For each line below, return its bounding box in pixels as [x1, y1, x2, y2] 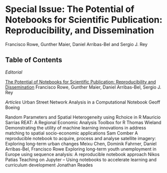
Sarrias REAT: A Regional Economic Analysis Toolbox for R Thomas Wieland [5, 119, 161, 125]
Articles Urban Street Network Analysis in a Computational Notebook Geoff [5, 99, 160, 105]
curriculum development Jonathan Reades [5, 161, 93, 168]
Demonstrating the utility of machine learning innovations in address [5, 124, 146, 130]
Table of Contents [5, 56, 63, 64]
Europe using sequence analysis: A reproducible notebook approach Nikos [5, 151, 160, 157]
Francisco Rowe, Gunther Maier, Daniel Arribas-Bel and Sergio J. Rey [5, 41, 148, 47]
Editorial [5, 69, 23, 75]
